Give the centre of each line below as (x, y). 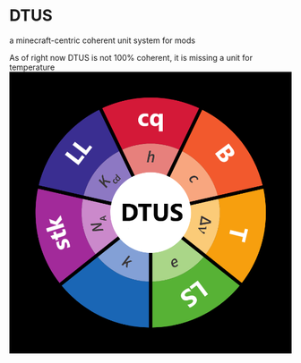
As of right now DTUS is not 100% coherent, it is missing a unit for (131, 57)
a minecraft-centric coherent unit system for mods (102, 40)
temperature (32, 67)
